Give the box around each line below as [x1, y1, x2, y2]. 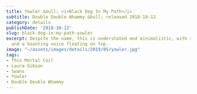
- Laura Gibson [6, 62, 43, 69]
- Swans [6, 68, 25, 74]
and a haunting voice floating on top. [11, 41, 109, 47]
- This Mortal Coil [6, 57, 54, 63]
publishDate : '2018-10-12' [6, 25, 72, 31]
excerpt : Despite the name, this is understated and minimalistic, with [6, 36, 188, 41]
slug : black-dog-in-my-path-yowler [6, 30, 93, 36]
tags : [6, 52, 19, 58]
